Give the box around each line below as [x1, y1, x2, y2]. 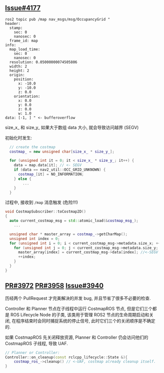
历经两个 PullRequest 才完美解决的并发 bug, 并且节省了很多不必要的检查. [5, 295, 151, 301]
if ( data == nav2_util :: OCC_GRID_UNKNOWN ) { [14, 167, 106, 173]
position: [14, 77, 34, 82]
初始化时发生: [5, 134, 33, 141]
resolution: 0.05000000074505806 [9, 60, 78, 65]
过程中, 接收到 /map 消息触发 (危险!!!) [5, 199, 78, 205]
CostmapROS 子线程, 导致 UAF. [5, 340, 68, 346]
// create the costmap [9, 144, 56, 150]
